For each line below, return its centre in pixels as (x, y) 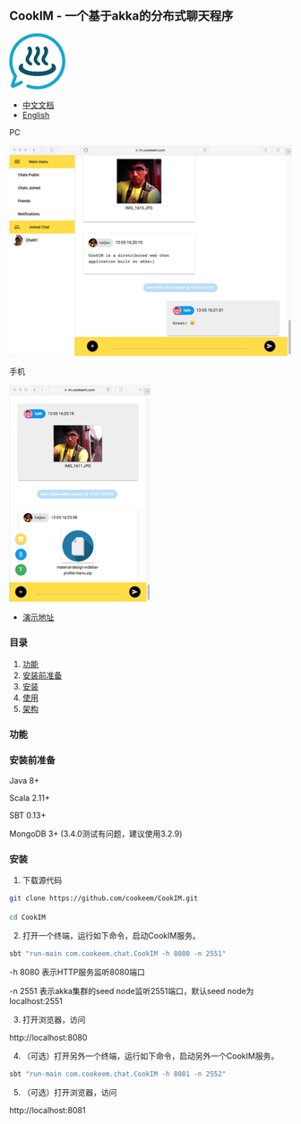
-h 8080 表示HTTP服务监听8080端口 (77, 972)
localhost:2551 (36, 1000)
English (36, 115)
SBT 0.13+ (28, 815)
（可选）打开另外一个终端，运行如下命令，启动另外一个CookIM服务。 (150, 1056)
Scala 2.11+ (30, 798)
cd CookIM (28, 917)
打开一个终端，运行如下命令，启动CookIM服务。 (111, 935)
